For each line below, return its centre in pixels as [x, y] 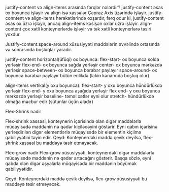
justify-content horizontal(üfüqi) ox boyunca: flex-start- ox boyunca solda [82, 59]
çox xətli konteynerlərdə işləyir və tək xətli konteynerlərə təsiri [87, 29]
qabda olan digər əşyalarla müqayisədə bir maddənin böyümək [71, 164]
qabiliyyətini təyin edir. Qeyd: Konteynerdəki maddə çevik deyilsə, [74, 137]
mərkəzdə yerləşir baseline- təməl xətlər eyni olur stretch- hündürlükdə [80, 96]
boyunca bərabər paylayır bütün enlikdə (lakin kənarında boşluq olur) [77, 75]
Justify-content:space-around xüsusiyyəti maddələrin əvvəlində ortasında [82, 44]
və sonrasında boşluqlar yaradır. [39, 50]
